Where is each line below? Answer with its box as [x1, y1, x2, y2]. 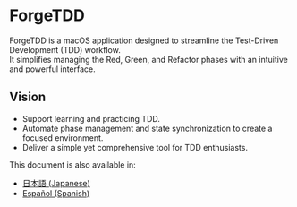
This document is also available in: [9, 159, 136, 170]
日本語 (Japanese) [21, 177, 91, 188]
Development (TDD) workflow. [9, 44, 121, 55]
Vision [9, 90, 47, 105]
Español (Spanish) [21, 187, 90, 198]
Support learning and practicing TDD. [21, 113, 161, 124]
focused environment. [21, 132, 104, 143]
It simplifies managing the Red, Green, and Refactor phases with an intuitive [9, 54, 288, 65]
